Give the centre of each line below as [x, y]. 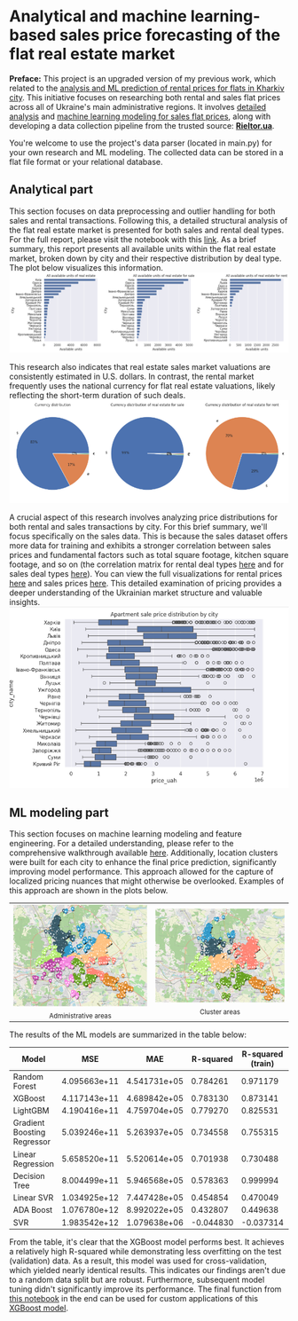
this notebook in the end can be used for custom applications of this [134, 1299]
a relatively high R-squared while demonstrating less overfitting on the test [145, 1252]
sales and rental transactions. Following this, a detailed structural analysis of [149, 220]
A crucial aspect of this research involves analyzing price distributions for [143, 517]
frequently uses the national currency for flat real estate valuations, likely [142, 385]
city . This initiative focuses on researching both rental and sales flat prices [145, 97]
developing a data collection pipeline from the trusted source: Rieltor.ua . [142, 125]
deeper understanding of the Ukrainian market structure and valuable [136, 593]
